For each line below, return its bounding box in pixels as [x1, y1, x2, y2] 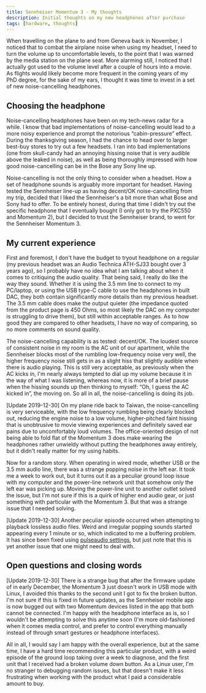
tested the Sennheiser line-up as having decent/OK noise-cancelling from [6, 188, 193, 195]
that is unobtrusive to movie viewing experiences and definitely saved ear [6, 421, 193, 428]
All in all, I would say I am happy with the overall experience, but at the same [6, 640, 199, 648]
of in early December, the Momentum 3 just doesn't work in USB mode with [6, 583, 197, 591]
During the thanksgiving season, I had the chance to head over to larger [6, 136, 188, 144]
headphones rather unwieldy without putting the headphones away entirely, [6, 441, 197, 448]
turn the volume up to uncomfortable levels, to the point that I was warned [6, 50, 194, 58]
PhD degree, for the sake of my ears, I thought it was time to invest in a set [6, 76, 195, 83]
